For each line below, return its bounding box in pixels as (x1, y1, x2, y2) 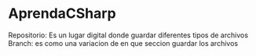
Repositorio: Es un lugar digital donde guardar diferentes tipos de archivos (8, 30, 249, 40)
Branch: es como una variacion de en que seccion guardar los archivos (8, 38, 238, 47)
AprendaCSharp (8, 5, 116, 23)
